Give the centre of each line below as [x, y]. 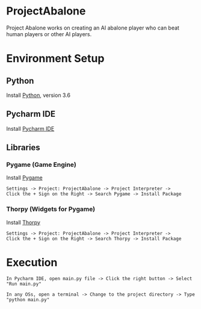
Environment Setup [55, 59]
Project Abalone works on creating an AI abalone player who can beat [93, 28]
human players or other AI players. [49, 34]
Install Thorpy [23, 222]
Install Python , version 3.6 [39, 95]
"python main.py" [28, 299]
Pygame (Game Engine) [41, 165]
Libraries [23, 148]
